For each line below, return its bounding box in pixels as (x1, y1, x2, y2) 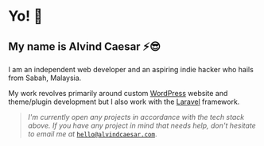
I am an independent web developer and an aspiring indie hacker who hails (8, 65, 254, 74)
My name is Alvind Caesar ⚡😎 (8, 40, 161, 53)
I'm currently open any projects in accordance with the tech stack (27, 113, 245, 121)
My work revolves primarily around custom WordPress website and (8, 89, 228, 98)
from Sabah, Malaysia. (8, 73, 82, 83)
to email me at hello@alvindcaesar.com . (27, 129, 157, 138)
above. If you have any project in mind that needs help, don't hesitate (27, 121, 256, 130)
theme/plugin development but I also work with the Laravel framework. (8, 97, 240, 106)
